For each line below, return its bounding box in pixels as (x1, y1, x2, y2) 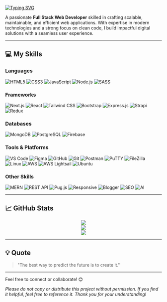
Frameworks (5, 91, 36, 98)
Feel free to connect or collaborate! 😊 (5, 276, 83, 282)
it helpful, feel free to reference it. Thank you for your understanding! (5, 291, 147, 297)
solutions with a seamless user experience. (5, 30, 93, 36)
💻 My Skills (5, 50, 42, 58)
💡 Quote (5, 249, 31, 257)
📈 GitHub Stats (5, 204, 54, 213)
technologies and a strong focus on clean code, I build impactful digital (5, 25, 151, 31)
